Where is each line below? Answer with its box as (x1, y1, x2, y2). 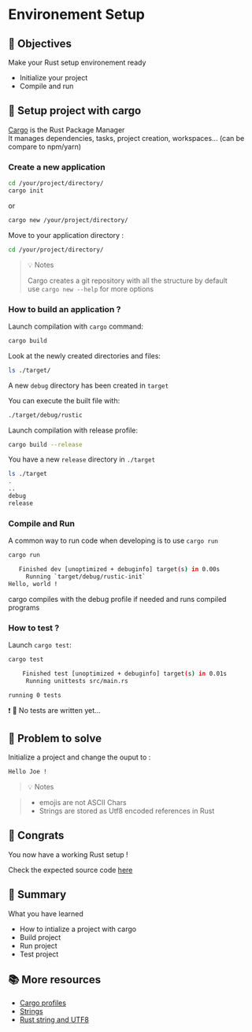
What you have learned (8, 908, 84, 919)
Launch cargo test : (8, 640, 72, 649)
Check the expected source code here (8, 865, 133, 874)
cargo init (8, 187, 44, 195)
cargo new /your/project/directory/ (8, 216, 128, 224)
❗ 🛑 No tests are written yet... (8, 706, 101, 715)
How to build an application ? (8, 303, 121, 314)
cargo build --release (8, 440, 83, 448)
